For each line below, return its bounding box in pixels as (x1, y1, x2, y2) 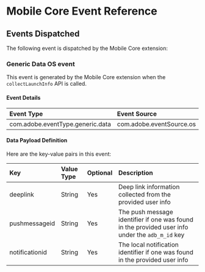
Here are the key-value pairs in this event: (6, 150, 112, 158)
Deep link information (118, 183, 180, 191)
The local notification (118, 240, 179, 249)
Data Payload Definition (6, 137, 68, 144)
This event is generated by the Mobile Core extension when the (6, 74, 166, 81)
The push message (118, 207, 173, 216)
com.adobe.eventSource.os (117, 120, 196, 128)
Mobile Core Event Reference (6, 4, 157, 18)
